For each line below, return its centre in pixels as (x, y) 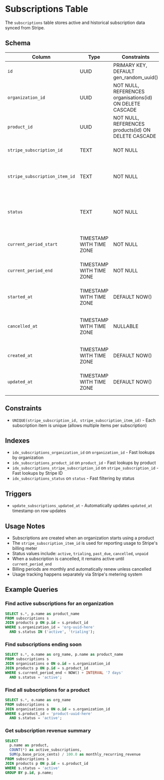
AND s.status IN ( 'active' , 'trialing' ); (52, 632)
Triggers (18, 494)
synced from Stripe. (25, 27)
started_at (20, 297)
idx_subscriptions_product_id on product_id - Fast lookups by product (84, 463)
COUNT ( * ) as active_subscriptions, (46, 750)
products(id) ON (132, 130)
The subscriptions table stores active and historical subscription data (75, 22)
